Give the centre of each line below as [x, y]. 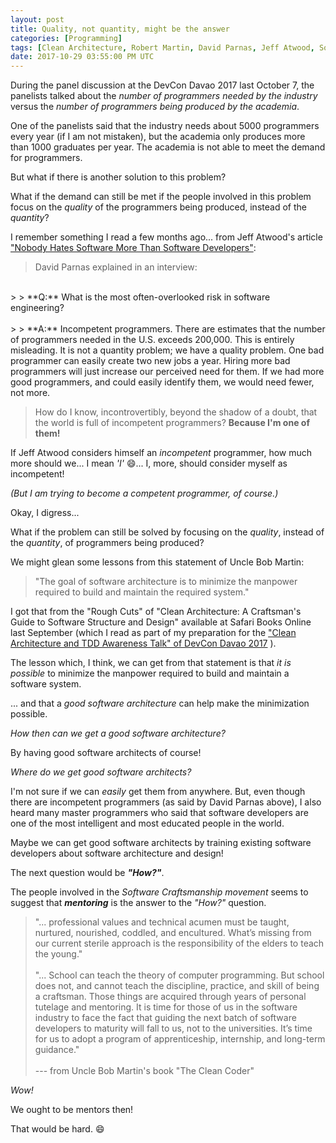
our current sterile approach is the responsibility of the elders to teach [179, 943]
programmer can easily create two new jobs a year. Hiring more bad [150, 361]
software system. [46, 684]
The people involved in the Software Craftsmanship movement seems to [159, 892]
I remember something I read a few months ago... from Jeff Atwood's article [166, 237]
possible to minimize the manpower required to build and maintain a [150, 673]
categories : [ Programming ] [66, 38]
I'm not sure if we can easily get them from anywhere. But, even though [158, 792]
